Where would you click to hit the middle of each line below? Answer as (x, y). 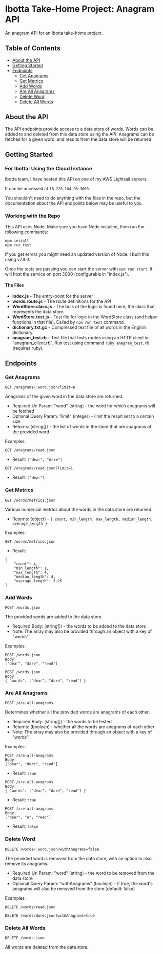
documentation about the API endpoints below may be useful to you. (74, 203)
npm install (17, 241)
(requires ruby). (28, 348)
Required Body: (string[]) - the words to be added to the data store (79, 626)
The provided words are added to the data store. (54, 617)
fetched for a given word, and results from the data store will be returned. (79, 139)
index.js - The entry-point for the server (53, 296)
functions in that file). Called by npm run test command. (69, 322)
